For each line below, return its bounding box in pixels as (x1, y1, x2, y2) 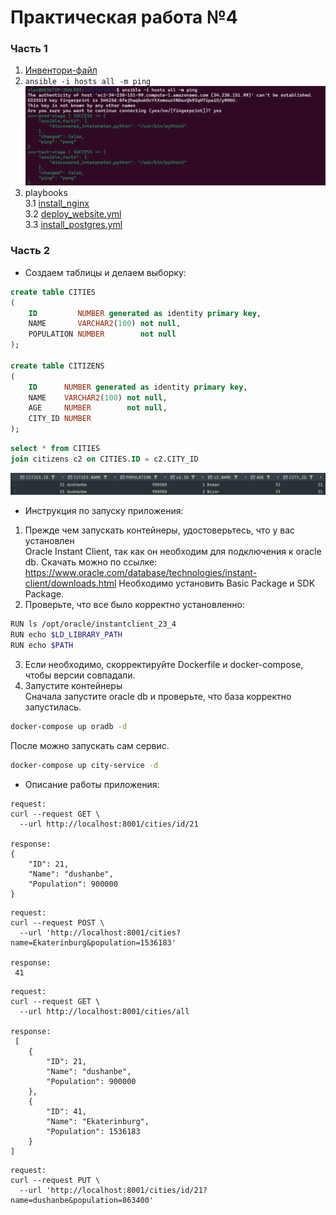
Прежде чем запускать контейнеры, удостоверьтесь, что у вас (24, 524, 296, 536)
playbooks (24, 187, 68, 199)
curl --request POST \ (10, 917, 105, 928)
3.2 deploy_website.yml (24, 208, 122, 220)
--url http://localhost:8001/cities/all (19, 1006, 190, 1016)
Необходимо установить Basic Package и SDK (118, 577, 316, 590)
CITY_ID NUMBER (28, 414, 92, 424)
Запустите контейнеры (24, 679, 123, 691)
